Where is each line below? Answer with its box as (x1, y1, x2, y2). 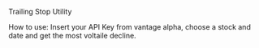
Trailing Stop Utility (8, 7, 72, 16)
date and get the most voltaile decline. (8, 31, 136, 40)
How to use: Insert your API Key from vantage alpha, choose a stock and (8, 22, 252, 31)
